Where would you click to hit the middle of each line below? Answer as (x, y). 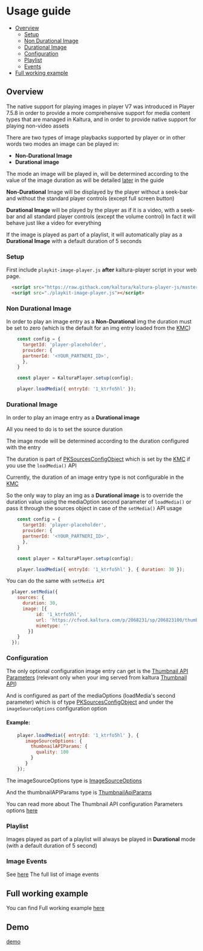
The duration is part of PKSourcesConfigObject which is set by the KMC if (98, 459)
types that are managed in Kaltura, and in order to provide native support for (101, 119)
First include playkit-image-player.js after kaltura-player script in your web (102, 270)
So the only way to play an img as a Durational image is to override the (95, 495)
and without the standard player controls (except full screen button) (90, 198)
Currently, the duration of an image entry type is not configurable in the (95, 477)
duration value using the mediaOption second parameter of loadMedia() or (99, 502)
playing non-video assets (38, 126)
